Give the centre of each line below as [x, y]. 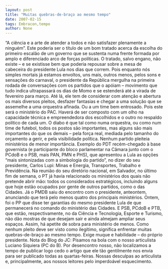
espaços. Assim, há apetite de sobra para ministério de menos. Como [77, 224]
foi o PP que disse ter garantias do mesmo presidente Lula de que [73, 203]
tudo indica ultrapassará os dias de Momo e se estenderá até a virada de [80, 91]
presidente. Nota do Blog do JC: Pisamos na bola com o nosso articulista [80, 240]
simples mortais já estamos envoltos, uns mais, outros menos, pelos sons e [83, 75]
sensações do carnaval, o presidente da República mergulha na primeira [80, 80]
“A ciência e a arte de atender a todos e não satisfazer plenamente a [76, 43]
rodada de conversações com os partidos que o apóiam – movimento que [81, 85]
